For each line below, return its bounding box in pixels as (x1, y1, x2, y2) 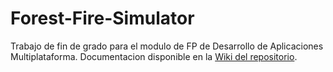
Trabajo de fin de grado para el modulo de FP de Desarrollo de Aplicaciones (10, 40, 324, 52)
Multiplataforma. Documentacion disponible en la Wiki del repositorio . (10, 50, 298, 62)
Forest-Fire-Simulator (10, 7, 195, 30)
